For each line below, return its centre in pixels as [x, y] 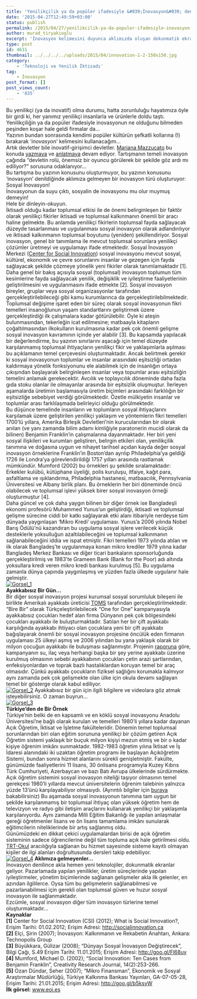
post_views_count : [28, 88]
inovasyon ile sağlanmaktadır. [42, 896]
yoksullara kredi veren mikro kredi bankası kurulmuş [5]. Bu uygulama [90, 565]
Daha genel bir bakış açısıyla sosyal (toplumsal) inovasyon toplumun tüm [94, 272]
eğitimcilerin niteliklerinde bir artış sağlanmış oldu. [67, 827]
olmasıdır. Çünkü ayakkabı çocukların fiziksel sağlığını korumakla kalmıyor [95, 671]
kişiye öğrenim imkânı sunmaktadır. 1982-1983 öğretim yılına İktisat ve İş [93, 746]
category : [18, 60]
